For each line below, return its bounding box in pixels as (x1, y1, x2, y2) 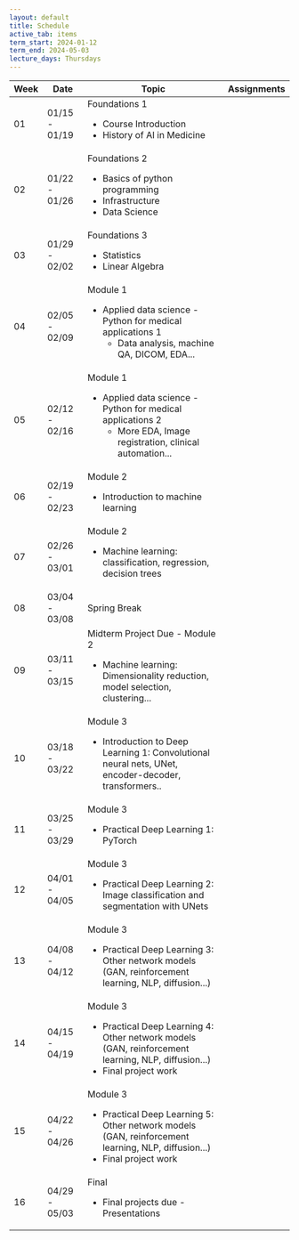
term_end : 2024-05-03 (9, 46, 90, 55)
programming (101, 183, 159, 196)
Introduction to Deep (101, 735, 189, 748)
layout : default (9, 12, 69, 22)
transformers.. (101, 780, 162, 792)
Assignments (228, 83, 286, 94)
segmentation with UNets (101, 900, 209, 912)
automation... (117, 447, 173, 459)
